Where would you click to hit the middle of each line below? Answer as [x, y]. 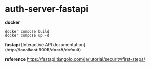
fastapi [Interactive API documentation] [45, 44]
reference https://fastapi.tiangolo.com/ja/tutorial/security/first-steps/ [75, 59]
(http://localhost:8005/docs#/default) [43, 50]
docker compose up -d [27, 35]
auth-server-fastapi [47, 9]
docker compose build [27, 31]
